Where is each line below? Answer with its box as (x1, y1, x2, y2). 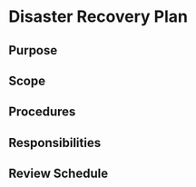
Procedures (8, 104, 76, 120)
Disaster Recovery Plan (8, 6, 188, 27)
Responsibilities (8, 134, 102, 151)
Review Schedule (8, 166, 109, 182)
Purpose (8, 43, 58, 58)
